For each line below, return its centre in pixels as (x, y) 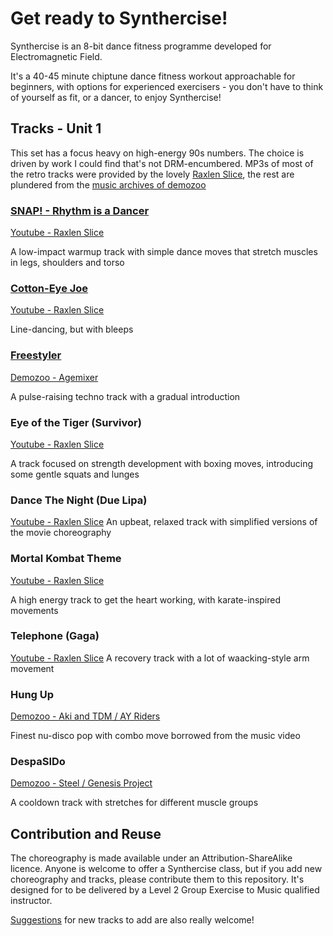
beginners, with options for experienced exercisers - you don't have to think (167, 86)
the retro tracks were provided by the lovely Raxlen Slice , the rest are (152, 174)
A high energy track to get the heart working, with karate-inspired (146, 599)
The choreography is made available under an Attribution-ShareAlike (151, 858)
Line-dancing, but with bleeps (72, 329)
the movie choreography (61, 533)
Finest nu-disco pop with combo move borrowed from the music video (155, 736)
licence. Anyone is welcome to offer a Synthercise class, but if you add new (166, 869)
